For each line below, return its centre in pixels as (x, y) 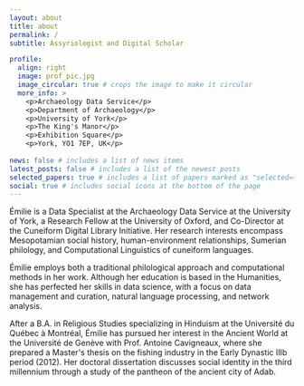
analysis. (26, 306)
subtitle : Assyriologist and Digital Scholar (96, 43)
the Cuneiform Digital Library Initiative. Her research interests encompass (146, 231)
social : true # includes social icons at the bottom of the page (135, 186)
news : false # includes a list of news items (96, 160)
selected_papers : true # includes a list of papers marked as (129, 178)
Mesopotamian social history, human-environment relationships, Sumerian (148, 240)
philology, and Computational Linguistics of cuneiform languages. (132, 250)
